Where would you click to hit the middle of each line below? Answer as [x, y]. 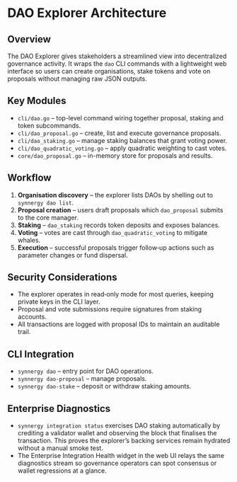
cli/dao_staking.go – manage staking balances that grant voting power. [122, 140]
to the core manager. [48, 217]
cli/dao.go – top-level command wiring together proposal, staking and [121, 117]
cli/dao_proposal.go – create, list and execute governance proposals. [119, 133]
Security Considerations [63, 277]
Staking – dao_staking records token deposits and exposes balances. [119, 225]
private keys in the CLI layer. [59, 302]
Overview [29, 39]
